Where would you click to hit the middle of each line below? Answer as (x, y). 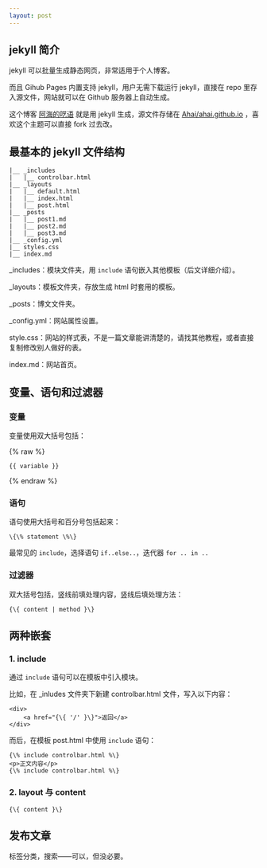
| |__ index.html (41, 199)
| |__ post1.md (38, 220)
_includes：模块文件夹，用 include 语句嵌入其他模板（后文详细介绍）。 (124, 270)
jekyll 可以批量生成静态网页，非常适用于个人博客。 (91, 70)
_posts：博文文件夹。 (44, 304)
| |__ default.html (45, 192)
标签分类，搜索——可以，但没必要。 (68, 856)
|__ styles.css (34, 248)
